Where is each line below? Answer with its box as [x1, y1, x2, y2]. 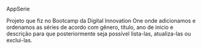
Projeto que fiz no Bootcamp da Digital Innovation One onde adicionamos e [6, 17, 196, 24]
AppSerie [6, 6, 30, 12]
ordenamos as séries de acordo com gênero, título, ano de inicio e [6, 24, 174, 31]
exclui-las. [6, 37, 32, 43]
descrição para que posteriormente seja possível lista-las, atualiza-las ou [6, 30, 192, 37]
